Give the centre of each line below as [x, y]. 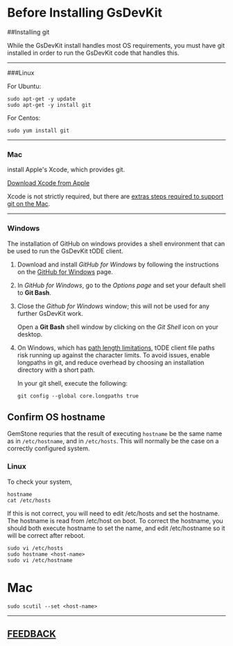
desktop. [30, 334]
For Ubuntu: [24, 86]
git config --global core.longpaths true [78, 396]
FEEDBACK [32, 634]
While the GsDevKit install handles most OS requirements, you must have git [116, 45]
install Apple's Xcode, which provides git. [66, 170]
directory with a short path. [56, 370]
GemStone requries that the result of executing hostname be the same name [115, 434]
